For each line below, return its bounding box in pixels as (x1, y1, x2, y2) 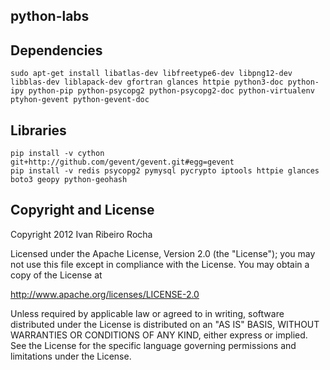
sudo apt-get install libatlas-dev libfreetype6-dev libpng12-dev (10, 69, 293, 79)
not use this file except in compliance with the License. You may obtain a (10, 258, 310, 270)
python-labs (10, 8, 90, 25)
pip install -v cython (10, 149, 105, 159)
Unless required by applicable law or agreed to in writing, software (10, 307, 285, 319)
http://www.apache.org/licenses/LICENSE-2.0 (10, 288, 200, 300)
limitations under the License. (10, 350, 132, 362)
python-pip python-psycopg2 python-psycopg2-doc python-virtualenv (28, 86, 315, 96)
